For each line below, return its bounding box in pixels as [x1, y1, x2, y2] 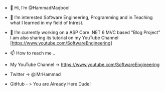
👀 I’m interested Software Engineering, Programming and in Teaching [10, 14, 153, 20]
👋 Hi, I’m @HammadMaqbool [10, 5, 70, 10]
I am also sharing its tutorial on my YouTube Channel [10, 35, 119, 40]
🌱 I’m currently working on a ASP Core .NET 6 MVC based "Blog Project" [10, 29, 160, 35]
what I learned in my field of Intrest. [10, 20, 84, 25]
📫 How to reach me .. [10, 50, 56, 56]
